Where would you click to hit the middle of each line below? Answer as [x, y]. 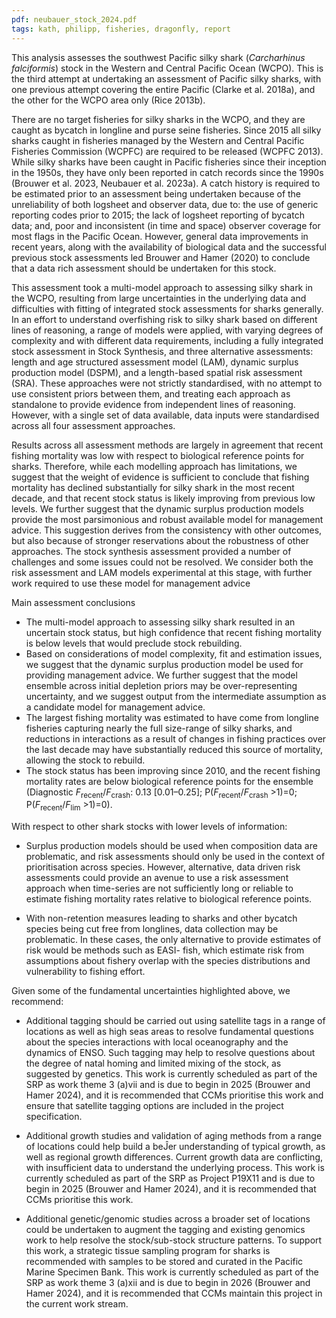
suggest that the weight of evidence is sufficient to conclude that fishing [160, 477]
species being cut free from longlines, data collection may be [152, 929]
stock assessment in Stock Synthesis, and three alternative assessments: [162, 351]
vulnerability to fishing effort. [85, 972]
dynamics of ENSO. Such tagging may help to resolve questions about [170, 1053]
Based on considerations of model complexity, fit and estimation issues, [174, 653]
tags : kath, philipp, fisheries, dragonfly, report [121, 29]
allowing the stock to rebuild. [85, 760]
